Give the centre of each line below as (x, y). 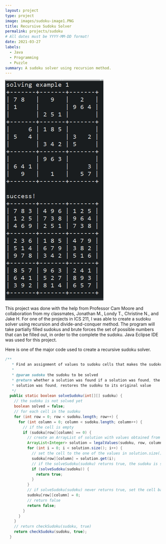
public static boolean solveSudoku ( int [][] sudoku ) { (66, 396)
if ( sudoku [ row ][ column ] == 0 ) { (57, 433)
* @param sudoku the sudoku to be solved (55, 375)
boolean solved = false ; (40, 406)
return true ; (50, 474)
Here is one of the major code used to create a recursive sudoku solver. (78, 350)
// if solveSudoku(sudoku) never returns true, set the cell (91, 490)
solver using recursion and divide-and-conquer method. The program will (80, 324)
